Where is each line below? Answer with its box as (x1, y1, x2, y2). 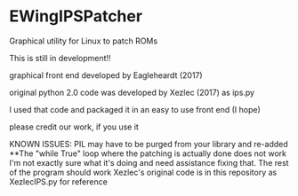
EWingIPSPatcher (9, 6, 143, 27)
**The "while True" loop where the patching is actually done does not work (9, 148, 287, 159)
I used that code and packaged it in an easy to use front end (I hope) (9, 104, 261, 114)
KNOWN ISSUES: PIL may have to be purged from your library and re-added (9, 138, 289, 149)
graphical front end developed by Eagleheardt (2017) (9, 69, 203, 81)
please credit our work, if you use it (9, 122, 140, 132)
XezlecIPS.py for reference (9, 176, 109, 187)
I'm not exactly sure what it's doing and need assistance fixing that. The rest (9, 157, 289, 168)
